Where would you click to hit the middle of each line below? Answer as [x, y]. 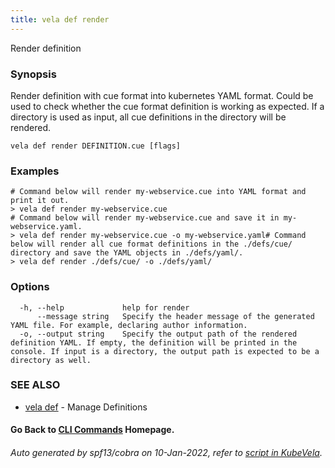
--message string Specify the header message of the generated [175, 316]
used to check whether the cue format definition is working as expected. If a [167, 106]
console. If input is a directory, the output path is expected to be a [165, 351]
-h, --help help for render [104, 307]
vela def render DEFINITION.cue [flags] [96, 146]
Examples [35, 171]
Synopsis [33, 74]
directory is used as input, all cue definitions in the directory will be [148, 117]
